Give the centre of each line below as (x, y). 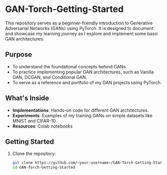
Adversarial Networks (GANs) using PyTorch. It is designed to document (79, 28)
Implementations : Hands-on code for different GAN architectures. (81, 110)
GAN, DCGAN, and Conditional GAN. (50, 77)
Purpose (19, 55)
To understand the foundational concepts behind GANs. (70, 66)
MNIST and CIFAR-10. (35, 121)
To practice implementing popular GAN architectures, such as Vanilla (83, 72)
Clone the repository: (34, 154)
